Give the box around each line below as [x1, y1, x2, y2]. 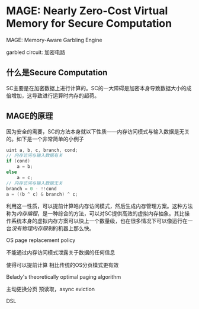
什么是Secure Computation [6, 68, 108, 78]
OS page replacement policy [6, 237, 76, 244]
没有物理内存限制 [11, 225, 53, 232]
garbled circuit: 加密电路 [6, 49, 66, 56]
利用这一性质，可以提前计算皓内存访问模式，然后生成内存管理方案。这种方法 [6, 203, 193, 210]
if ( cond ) [6, 158, 31, 164]
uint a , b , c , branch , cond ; [6, 147, 78, 153]
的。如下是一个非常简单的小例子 [6, 135, 84, 142]
